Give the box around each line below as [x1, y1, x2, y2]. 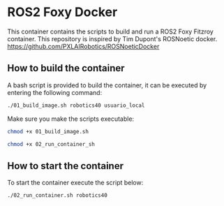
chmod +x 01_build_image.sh [7, 128, 89, 135]
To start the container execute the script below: [7, 179, 144, 187]
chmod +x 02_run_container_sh [7, 140, 96, 147]
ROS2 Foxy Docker [7, 4, 118, 20]
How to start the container [7, 160, 124, 172]
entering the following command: [7, 88, 103, 96]
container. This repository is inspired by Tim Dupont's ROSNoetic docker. [7, 34, 218, 43]
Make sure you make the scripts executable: [7, 115, 135, 123]
